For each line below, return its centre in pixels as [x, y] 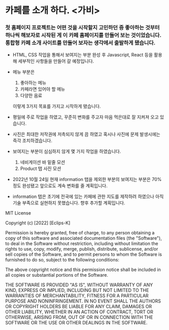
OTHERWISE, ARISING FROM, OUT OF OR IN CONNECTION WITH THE [79, 317]
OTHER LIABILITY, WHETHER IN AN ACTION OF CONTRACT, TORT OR [79, 312]
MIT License [18, 213]
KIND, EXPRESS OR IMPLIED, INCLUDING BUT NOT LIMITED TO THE [77, 290]
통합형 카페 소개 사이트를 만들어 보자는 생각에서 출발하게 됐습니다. [80, 43]
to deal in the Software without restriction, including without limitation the [82, 244]
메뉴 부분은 [24, 72]
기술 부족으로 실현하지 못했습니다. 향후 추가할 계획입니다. [69, 203]
